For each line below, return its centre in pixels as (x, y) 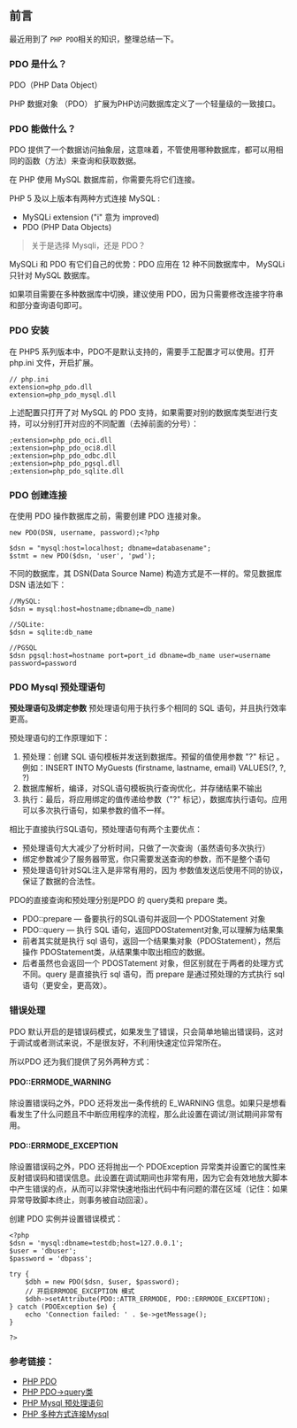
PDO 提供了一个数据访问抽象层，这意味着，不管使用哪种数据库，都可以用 (142, 150)
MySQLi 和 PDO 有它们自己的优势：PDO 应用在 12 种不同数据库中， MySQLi (147, 265)
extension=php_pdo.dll (51, 387)
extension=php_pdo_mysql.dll (63, 395)
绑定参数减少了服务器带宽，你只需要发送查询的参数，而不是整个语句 (146, 859)
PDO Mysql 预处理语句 (57, 687)
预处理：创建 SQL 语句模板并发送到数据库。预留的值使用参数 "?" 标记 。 (153, 757)
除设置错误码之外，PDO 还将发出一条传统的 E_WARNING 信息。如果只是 (140, 1103)
